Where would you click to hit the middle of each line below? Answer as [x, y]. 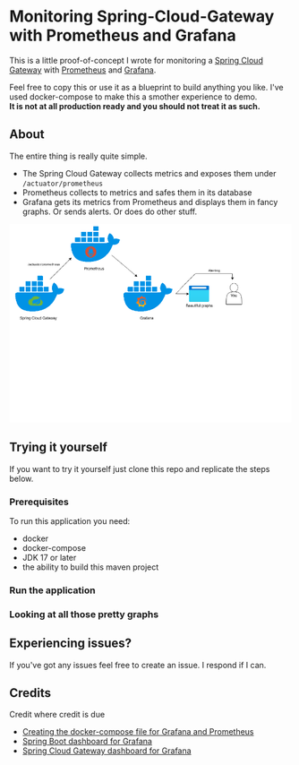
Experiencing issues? [71, 644]
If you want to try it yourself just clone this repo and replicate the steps [140, 468]
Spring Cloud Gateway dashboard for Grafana [107, 751]
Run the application [52, 590]
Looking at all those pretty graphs [84, 614]
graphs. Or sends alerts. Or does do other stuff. [110, 211]
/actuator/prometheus [62, 184]
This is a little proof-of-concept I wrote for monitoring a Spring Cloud [137, 60]
